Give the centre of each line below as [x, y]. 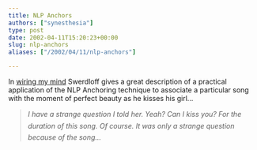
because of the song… [64, 137]
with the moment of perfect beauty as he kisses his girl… [101, 98]
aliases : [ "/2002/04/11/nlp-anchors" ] [72, 52]
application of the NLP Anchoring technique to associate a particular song [128, 90]
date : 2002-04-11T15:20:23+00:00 [63, 37]
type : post [26, 30]
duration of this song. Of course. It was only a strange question [131, 126]
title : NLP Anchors [40, 15]
